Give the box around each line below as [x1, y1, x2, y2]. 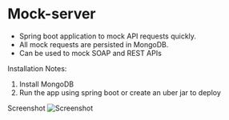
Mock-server [7, 5, 97, 23]
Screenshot [7, 103, 46, 113]
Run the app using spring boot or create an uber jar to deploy [18, 87, 222, 97]
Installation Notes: [7, 63, 67, 73]
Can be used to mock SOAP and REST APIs [18, 48, 162, 58]
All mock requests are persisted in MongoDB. [18, 39, 169, 49]
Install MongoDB [18, 79, 74, 89]
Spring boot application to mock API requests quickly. [18, 31, 197, 41]
